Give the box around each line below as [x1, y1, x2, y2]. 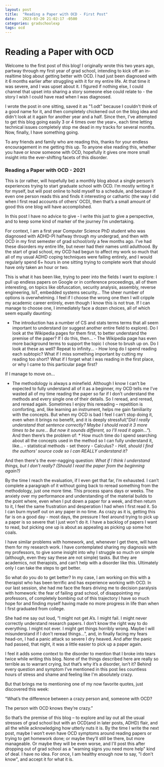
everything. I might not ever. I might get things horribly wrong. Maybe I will [5, 625, 155, 632]
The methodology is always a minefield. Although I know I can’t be [12, 381, 146, 386]
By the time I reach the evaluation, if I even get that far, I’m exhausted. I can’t [5, 478, 159, 483]
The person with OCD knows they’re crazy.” [5, 705, 93, 711]
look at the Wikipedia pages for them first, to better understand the [12, 330, 147, 336]
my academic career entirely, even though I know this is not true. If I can [5, 300, 150, 306]
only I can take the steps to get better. [5, 565, 82, 571]
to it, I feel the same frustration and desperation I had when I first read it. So [5, 503, 157, 509]
